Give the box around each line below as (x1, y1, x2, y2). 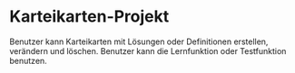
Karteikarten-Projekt (9, 6, 170, 27)
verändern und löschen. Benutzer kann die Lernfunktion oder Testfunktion (9, 45, 287, 56)
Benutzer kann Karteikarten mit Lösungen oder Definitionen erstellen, (9, 36, 269, 47)
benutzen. (9, 55, 47, 66)
